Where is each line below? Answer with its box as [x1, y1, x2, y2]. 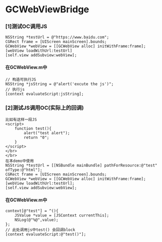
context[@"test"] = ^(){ [5, 209, 59, 214]
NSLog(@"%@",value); [14, 217, 59, 223]
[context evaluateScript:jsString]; [5, 91, 84, 96]
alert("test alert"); [24, 130, 70, 135]
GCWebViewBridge [5, 4, 89, 15]
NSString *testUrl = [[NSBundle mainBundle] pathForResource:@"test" [5, 163, 158, 168]
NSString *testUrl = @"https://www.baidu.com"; [5, 35, 110, 40]
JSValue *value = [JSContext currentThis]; [14, 213, 110, 218]
